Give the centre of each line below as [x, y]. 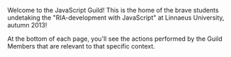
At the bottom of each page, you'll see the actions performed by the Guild [115, 39]
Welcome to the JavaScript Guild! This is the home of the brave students [113, 10]
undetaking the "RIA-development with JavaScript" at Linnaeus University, [116, 18]
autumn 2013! [27, 25]
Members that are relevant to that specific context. [81, 46]
